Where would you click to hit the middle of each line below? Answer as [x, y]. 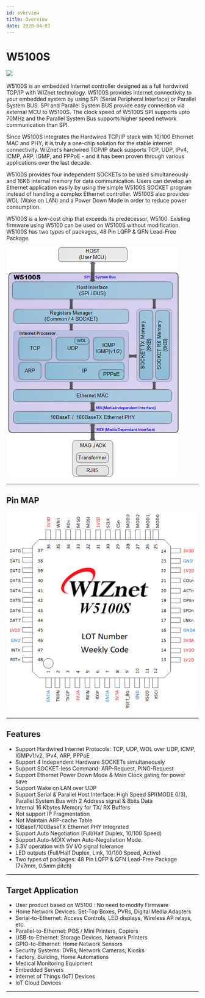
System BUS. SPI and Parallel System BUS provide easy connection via [95, 106]
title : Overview [27, 19]
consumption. [23, 207]
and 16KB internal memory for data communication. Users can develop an [99, 181]
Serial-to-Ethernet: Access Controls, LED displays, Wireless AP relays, [103, 918]
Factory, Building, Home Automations [62, 957]
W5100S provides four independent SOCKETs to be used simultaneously [98, 174]
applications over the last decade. [49, 163]
